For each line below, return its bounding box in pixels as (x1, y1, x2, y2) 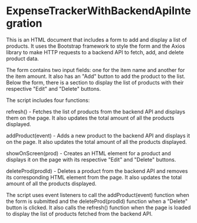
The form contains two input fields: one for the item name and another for (6, 66, 185, 73)
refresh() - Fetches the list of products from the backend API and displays (6, 108, 186, 115)
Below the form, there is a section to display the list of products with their (6, 78, 184, 86)
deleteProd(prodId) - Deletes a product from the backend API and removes (6, 167, 188, 175)
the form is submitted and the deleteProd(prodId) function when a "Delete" (6, 198, 188, 205)
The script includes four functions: (6, 96, 90, 104)
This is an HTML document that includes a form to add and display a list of (6, 36, 187, 43)
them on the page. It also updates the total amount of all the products (6, 114, 175, 122)
